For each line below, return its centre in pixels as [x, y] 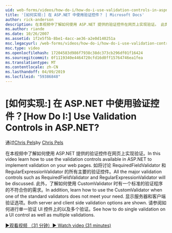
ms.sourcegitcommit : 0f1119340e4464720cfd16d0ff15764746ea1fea [74, 58]
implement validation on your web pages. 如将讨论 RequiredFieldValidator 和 [86, 165]
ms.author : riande [25, 29]
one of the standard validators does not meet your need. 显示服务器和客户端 [86, 196]
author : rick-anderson [29, 19]
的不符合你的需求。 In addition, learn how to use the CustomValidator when [84, 189]
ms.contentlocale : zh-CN [32, 67]
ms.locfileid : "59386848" [33, 77]
